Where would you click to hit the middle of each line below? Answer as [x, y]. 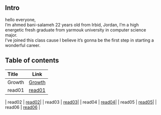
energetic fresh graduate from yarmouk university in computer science [76, 30]
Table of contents [32, 61]
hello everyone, [21, 19]
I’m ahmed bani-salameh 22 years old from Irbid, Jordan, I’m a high [72, 25]
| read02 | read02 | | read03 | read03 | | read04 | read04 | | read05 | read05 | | [81, 102]
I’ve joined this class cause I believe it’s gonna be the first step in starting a [80, 40]
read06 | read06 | [22, 107]
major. [11, 35]
